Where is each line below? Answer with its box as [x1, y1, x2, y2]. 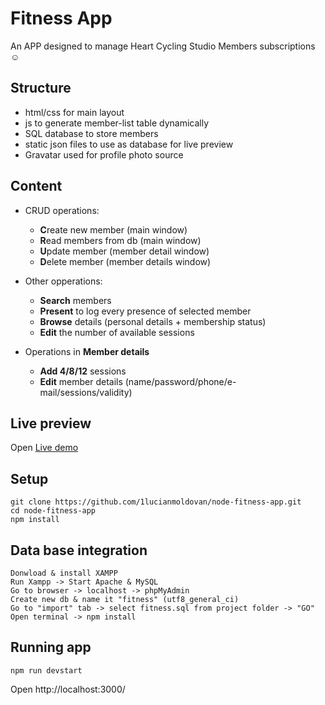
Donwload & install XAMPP [10, 568, 118, 578]
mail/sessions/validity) [39, 386, 133, 398]
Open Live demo [10, 442, 79, 454]
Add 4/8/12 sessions [39, 365, 127, 377]
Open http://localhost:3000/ [10, 683, 126, 695]
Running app [10, 639, 92, 656]
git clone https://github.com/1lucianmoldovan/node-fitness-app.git [10, 497, 302, 507]
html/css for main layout [24, 106, 125, 118]
